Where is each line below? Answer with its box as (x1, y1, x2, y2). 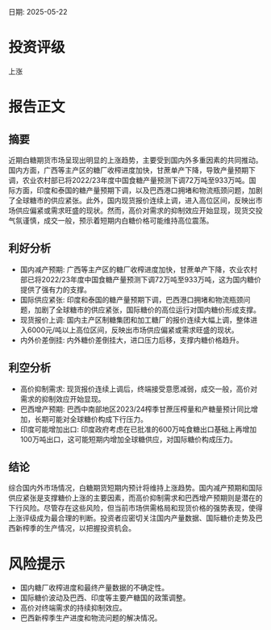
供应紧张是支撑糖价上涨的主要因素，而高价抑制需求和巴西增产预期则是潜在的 (8, 493, 263, 503)
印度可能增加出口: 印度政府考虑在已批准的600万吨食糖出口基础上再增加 (19, 424, 257, 434)
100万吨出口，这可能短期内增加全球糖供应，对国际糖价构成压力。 (19, 434, 238, 444)
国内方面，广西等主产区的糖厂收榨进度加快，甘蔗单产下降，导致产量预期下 (8, 165, 256, 175)
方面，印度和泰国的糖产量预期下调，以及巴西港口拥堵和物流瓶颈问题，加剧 (15, 185, 263, 195)
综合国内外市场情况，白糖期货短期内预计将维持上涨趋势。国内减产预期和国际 (8, 483, 263, 493)
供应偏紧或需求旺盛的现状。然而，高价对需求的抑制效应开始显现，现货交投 (15, 205, 263, 215)
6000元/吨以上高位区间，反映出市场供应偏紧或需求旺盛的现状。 (27, 325, 240, 335)
